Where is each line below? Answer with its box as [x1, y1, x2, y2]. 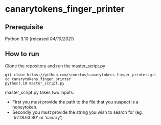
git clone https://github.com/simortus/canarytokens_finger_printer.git [5, 72, 157, 77]
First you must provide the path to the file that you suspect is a [12, 99, 138, 104]
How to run [5, 50, 40, 58]
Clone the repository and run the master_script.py [5, 62, 106, 69]
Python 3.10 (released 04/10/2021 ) [5, 36, 74, 42]
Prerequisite [5, 23, 44, 31]
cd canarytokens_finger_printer [5, 77, 71, 82]
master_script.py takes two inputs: [5, 89, 74, 95]
